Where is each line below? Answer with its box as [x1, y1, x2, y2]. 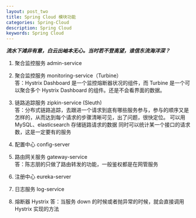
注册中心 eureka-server [14, 173, 71, 180]
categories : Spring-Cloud [6, 19, 69, 25]
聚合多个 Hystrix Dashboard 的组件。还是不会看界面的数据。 [19, 87, 166, 94]
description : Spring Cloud [6, 25, 72, 31]
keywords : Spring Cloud [6, 30, 64, 36]
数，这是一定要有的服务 [14, 128, 71, 135]
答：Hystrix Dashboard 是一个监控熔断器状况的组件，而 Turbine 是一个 [14, 80, 185, 87]
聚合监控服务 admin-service [14, 60, 82, 67]
